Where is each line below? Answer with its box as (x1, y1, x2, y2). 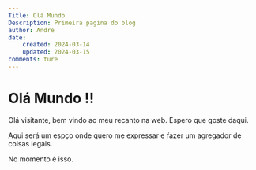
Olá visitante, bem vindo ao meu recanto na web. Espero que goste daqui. (8, 115, 249, 124)
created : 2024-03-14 (22, 41, 90, 49)
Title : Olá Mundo (8, 11, 66, 20)
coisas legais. (8, 139, 53, 148)
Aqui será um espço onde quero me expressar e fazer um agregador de (8, 131, 242, 140)
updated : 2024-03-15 (22, 48, 90, 56)
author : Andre (8, 26, 55, 34)
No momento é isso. (8, 154, 73, 164)
